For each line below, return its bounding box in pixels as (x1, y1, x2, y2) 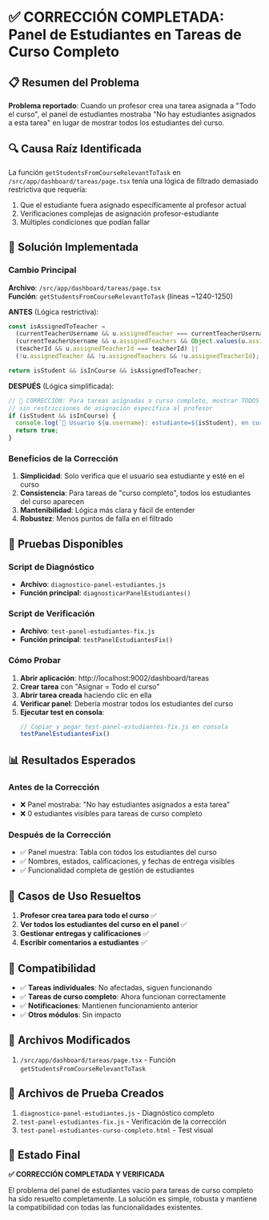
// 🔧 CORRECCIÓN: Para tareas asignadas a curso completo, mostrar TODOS (8, 396, 260, 405)
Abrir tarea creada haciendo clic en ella (19, 690, 152, 700)
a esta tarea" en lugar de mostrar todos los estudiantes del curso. (8, 118, 225, 128)
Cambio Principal (8, 265, 77, 276)
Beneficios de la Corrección (8, 453, 118, 464)
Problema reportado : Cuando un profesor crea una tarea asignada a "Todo (8, 101, 256, 110)
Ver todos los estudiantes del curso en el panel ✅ (19, 920, 187, 929)
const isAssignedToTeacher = (8, 322, 106, 331)
